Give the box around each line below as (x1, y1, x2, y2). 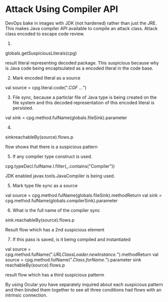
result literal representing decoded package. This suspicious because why (5, 60, 159, 66)
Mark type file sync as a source (12, 182, 78, 188)
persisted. (12, 105, 34, 111)
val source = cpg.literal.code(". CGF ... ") (5, 84, 87, 91)
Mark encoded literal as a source (12, 75, 81, 81)
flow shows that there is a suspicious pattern (5, 144, 98, 150)
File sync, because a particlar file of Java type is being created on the (12, 94, 157, 100)
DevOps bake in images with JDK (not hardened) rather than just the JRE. (5, 20, 157, 26)
